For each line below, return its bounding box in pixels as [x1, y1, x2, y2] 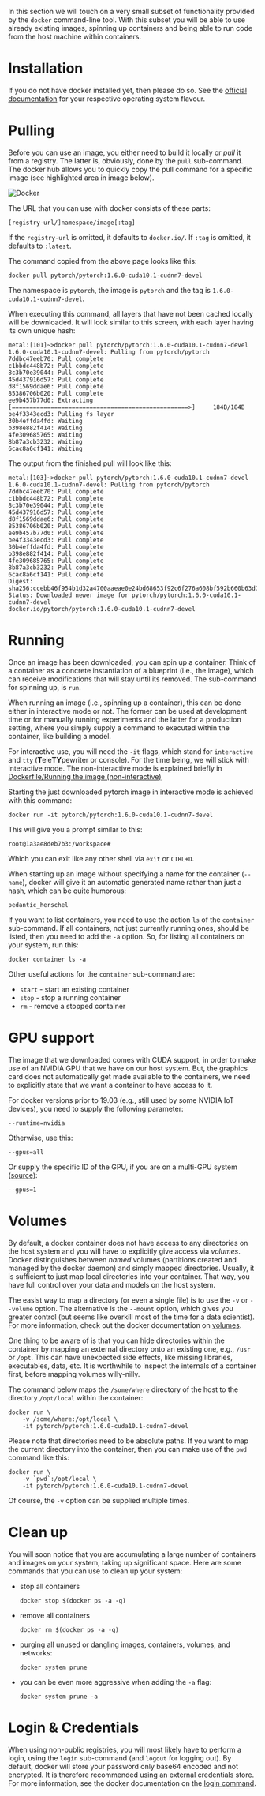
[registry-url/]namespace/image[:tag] [8, 219, 136, 227]
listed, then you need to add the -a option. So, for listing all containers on [8, 932, 245, 941]
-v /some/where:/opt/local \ [22, 1415, 118, 1423]
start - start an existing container [19, 984, 130, 994]
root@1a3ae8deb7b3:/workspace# [8, 840, 111, 848]
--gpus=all [8, 1148, 44, 1156]
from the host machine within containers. [8, 32, 142, 41]
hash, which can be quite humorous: [8, 886, 127, 895]
